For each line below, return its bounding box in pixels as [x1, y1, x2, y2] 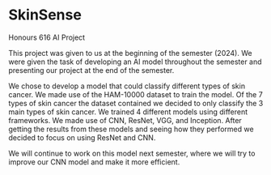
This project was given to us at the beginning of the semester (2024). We [8, 48, 252, 58]
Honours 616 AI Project [8, 32, 86, 42]
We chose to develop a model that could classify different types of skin [8, 81, 245, 91]
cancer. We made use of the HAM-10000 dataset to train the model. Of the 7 [8, 89, 263, 99]
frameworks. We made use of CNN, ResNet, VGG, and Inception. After [8, 115, 243, 125]
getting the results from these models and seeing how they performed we [8, 124, 254, 134]
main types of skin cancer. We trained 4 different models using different [8, 107, 248, 117]
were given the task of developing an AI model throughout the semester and [8, 57, 262, 66]
